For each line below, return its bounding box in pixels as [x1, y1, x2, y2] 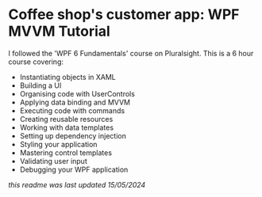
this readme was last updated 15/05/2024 [8, 180, 146, 189]
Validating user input [19, 156, 87, 165]
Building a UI [19, 81, 62, 90]
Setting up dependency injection [19, 131, 127, 140]
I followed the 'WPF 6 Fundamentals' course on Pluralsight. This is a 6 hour [8, 48, 254, 58]
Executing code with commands [19, 105, 125, 116]
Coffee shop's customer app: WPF [8, 6, 240, 24]
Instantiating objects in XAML [19, 72, 117, 81]
